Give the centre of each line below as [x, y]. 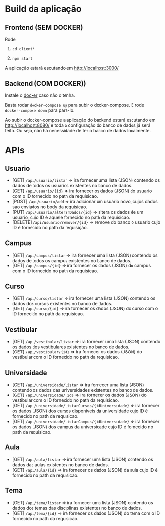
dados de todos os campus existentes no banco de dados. [72, 260]
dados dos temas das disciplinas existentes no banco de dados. [77, 508]
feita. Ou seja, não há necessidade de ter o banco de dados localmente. [78, 130]
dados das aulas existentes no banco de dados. [61, 464]
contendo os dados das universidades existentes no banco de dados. [83, 390]
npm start [22, 59]
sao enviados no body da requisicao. [50, 207]
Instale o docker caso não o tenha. [40, 95]
